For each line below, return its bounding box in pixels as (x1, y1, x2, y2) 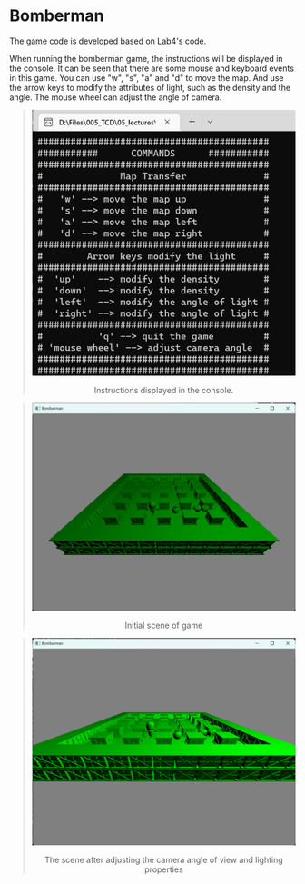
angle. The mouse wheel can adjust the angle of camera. (9, 92, 222, 103)
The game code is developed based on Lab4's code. (9, 35, 207, 46)
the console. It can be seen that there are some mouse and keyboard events (9, 63, 295, 74)
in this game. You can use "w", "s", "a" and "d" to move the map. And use (9, 72, 284, 83)
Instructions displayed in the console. (93, 385, 234, 396)
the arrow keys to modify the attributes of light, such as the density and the (9, 82, 291, 93)
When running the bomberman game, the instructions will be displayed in (9, 53, 283, 64)
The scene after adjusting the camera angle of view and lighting (44, 855, 283, 866)
